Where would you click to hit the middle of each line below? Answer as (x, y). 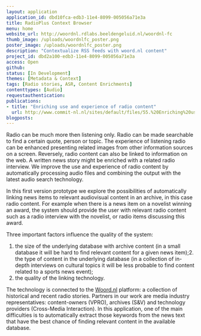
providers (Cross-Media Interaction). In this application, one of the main (95, 309)
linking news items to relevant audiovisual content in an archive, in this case (100, 197)
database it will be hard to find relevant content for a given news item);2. (104, 253)
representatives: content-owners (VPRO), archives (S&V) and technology (96, 302)
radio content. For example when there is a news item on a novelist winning (99, 204)
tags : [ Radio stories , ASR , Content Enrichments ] (69, 85)
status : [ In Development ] (38, 73)
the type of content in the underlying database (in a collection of (94, 259)
